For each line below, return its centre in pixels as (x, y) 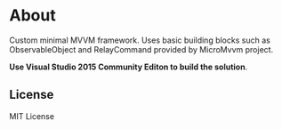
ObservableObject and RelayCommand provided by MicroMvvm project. (141, 49)
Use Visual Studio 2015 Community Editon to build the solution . (129, 67)
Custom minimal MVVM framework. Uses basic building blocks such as (140, 40)
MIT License (32, 116)
